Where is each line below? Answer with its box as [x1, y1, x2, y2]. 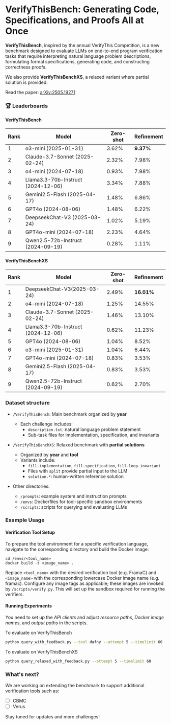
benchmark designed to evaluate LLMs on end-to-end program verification [5, 48, 163, 54]
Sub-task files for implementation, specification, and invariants [27, 432, 159, 438]
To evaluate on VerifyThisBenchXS [5, 648, 78, 655]
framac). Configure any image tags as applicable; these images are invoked [5, 580, 164, 586]
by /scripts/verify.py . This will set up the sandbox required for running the [5, 585, 165, 592]
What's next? [5, 671, 39, 678]
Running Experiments [5, 603, 52, 609]
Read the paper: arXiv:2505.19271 [5, 89, 75, 95]
